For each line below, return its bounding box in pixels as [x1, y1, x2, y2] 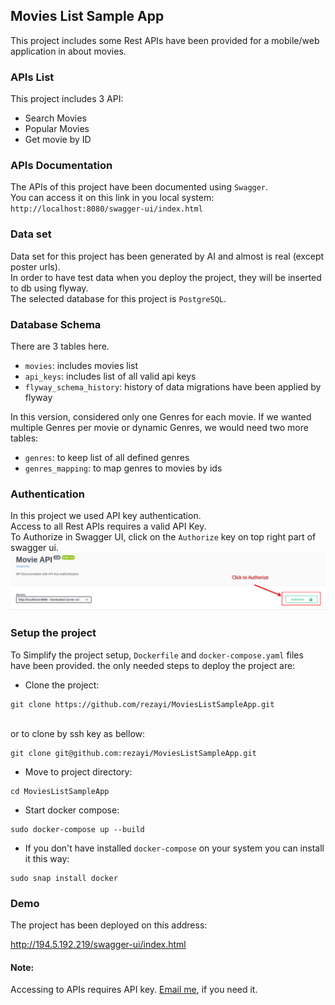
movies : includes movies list [24, 360, 138, 371]
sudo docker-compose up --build [10, 824, 145, 834]
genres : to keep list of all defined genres [24, 452, 190, 463]
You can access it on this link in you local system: [10, 192, 215, 204]
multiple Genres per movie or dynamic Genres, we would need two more [10, 422, 309, 433]
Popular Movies [24, 123, 90, 135]
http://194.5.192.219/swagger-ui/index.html [10, 938, 187, 950]
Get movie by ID [24, 134, 92, 146]
